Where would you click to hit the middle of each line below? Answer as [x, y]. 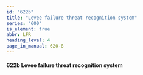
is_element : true [28, 29]
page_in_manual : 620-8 [35, 46]
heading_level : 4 [28, 40]
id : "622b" [20, 12]
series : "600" [24, 23]
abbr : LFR [19, 35]
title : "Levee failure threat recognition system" [72, 18]
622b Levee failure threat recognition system [65, 65]
